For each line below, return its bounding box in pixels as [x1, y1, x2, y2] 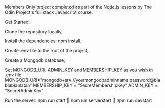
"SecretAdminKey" [5, 88, 44, 93]
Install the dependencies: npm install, [5, 38, 82, 44]
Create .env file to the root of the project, [5, 48, 89, 53]
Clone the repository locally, [5, 29, 63, 34]
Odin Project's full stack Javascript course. [5, 9, 93, 15]
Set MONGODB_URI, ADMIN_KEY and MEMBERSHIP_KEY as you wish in [5, 67, 153, 72]
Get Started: [5, 19, 30, 25]
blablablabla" [5, 82, 32, 88]
